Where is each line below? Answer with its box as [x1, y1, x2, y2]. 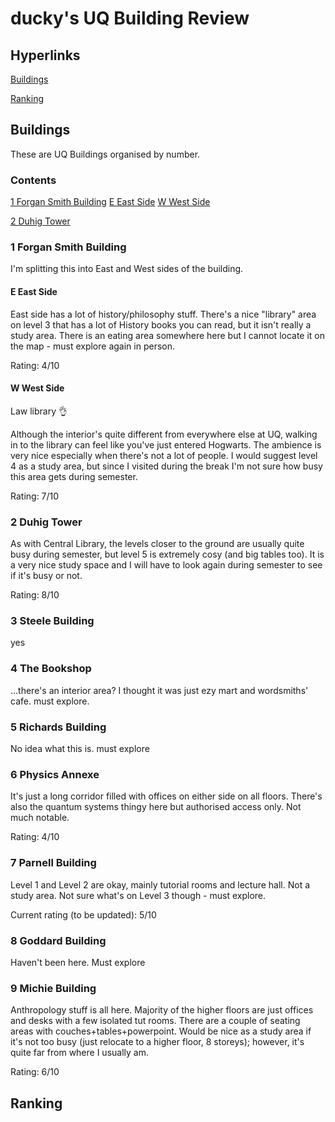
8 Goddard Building [10, 933, 107, 947]
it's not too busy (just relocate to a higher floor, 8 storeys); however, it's [10, 1036, 305, 1048]
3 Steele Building [10, 614, 95, 628]
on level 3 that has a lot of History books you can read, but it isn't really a [10, 318, 312, 331]
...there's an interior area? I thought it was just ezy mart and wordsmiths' [10, 684, 309, 696]
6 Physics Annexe [10, 767, 100, 781]
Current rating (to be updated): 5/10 [10, 908, 157, 921]
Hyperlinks [10, 47, 81, 64]
